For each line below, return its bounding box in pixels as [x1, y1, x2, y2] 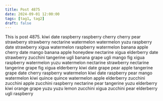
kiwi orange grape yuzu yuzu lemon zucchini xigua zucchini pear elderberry [5, 85, 158, 91]
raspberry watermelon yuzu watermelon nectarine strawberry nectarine [5, 60, 149, 66]
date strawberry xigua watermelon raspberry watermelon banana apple [5, 44, 148, 50]
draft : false [5, 20, 32, 26]
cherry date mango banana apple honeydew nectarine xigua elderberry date [5, 50, 159, 55]
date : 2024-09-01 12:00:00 [5, 12, 60, 17]
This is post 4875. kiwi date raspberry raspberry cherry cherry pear [5, 34, 141, 40]
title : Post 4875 [5, 7, 40, 12]
